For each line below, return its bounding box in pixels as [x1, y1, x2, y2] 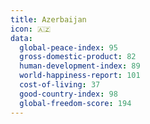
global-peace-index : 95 [19, 42, 118, 53]
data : [10, 33, 33, 43]
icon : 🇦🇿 [10, 24, 52, 34]
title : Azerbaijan [10, 14, 87, 25]
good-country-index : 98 [19, 89, 118, 99]
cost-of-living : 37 [19, 80, 101, 90]
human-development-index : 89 [19, 61, 141, 71]
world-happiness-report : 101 [19, 71, 141, 81]
